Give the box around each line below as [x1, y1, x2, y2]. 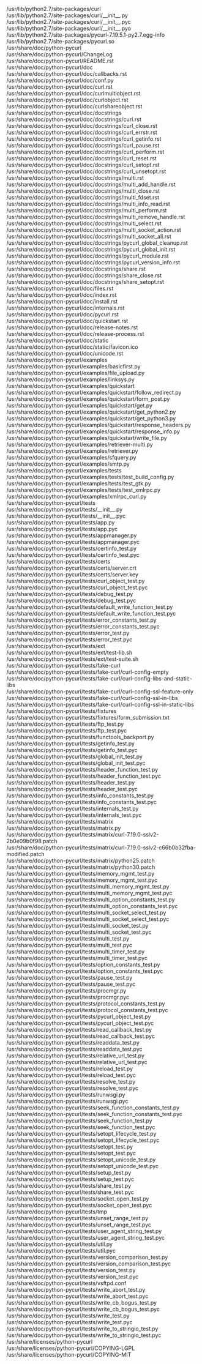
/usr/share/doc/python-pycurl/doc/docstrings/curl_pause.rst [6, 142, 160, 149]
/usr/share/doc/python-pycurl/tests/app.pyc [6, 526, 118, 532]
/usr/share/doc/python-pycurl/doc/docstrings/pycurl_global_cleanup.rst [6, 239, 188, 247]
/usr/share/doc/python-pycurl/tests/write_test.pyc [6, 1319, 133, 1325]
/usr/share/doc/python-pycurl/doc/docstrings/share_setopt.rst [6, 278, 164, 285]
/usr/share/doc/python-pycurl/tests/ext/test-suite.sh [6, 655, 139, 663]
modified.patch [6, 851, 45, 857]
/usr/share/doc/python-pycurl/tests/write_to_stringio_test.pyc [6, 1332, 162, 1339]
